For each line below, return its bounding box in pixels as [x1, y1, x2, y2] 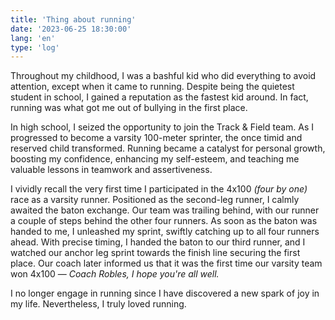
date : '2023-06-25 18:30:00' [10, 24, 132, 34]
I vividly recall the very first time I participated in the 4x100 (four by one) [10, 183, 308, 195]
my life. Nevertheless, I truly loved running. [10, 298, 187, 310]
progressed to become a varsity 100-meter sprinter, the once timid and [10, 132, 303, 144]
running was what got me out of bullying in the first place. [10, 102, 248, 114]
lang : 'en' [10, 33, 56, 43]
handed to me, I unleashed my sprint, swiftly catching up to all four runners [10, 226, 320, 238]
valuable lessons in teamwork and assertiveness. [10, 164, 213, 176]
